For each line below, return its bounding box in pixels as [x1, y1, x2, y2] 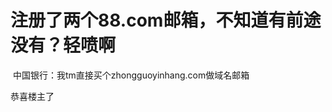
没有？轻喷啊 [10, 34, 117, 57]
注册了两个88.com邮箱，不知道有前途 [10, 9, 322, 32]
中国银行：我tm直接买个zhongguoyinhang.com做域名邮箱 [12, 69, 250, 81]
